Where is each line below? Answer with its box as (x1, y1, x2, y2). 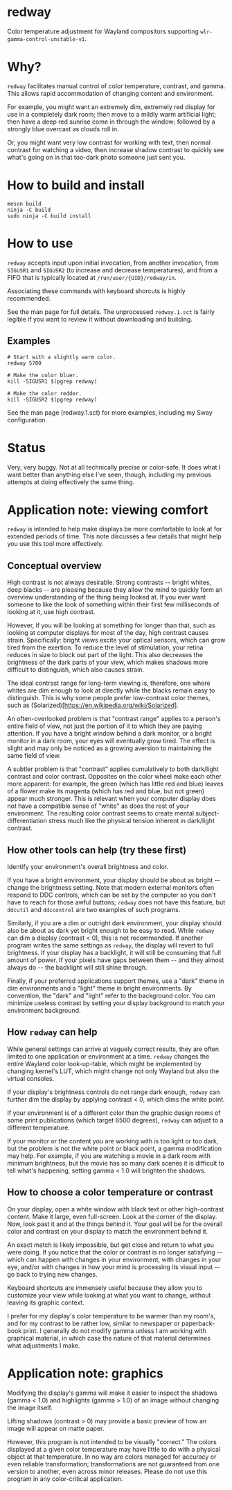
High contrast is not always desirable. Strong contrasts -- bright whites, (7, 578, 212, 587)
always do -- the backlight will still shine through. (7, 963, 148, 972)
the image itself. (7, 1403, 53, 1412)
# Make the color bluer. (7, 372, 79, 379)
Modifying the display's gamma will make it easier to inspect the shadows (7, 1389, 217, 1397)
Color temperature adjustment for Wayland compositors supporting (7, 27, 199, 35)
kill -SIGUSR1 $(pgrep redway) (7, 378, 98, 385)
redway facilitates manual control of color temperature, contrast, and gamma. (7, 81, 226, 90)
